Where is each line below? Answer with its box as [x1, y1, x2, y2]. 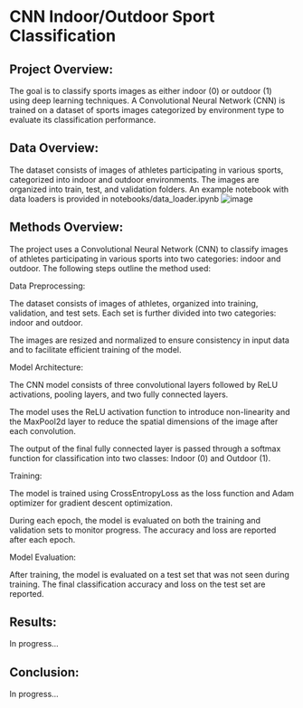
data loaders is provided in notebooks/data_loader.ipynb [9, 193, 220, 204]
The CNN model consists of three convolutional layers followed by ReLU [9, 379, 279, 390]
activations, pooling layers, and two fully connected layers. [9, 389, 229, 400]
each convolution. [9, 425, 77, 436]
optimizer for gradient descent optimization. [9, 497, 174, 508]
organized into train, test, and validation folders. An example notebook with [9, 184, 289, 194]
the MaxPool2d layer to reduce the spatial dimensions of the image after [9, 416, 279, 427]
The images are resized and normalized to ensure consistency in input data [9, 335, 289, 345]
